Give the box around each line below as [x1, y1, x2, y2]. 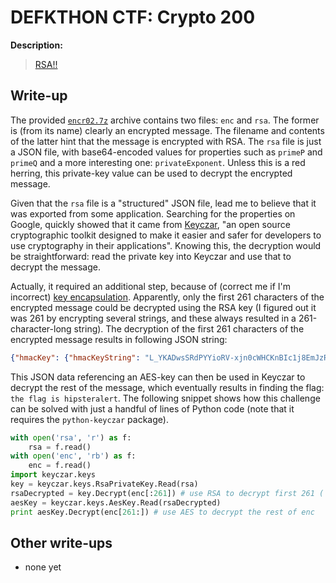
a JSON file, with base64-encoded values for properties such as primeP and [10, 146, 323, 158]
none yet [24, 561, 62, 573]
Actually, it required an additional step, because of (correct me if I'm [10, 280, 291, 292]
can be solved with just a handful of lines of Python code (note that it [10, 402, 295, 415]
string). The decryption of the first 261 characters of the [73, 322, 305, 335]
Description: [10, 39, 63, 51]
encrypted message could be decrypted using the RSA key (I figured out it [10, 301, 317, 313]
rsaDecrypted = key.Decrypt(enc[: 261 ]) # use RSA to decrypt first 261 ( [10, 488, 325, 498]
